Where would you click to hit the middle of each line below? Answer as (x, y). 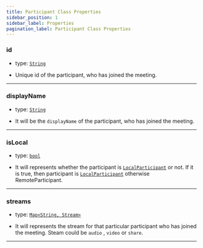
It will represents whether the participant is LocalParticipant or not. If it (104, 168)
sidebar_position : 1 (32, 18)
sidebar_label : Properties (40, 23)
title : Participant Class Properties (54, 12)
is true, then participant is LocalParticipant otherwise (82, 174)
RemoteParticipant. (39, 180)
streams (19, 201)
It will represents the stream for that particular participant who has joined (106, 226)
